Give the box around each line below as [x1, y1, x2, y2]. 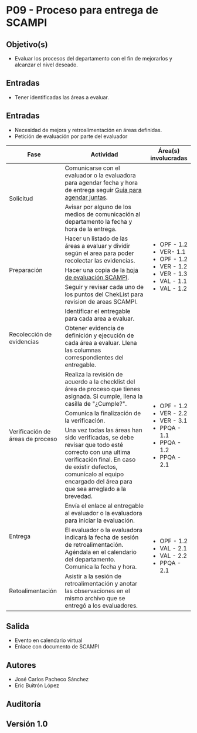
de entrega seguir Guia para [64, 186, 142, 194]
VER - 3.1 [159, 416, 188, 425]
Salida [6, 621, 29, 631]
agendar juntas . [64, 193, 108, 201]
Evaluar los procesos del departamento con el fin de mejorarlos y [14, 55, 173, 62]
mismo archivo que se [64, 594, 125, 602]
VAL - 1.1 [159, 277, 188, 285]
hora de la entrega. [64, 224, 117, 233]
